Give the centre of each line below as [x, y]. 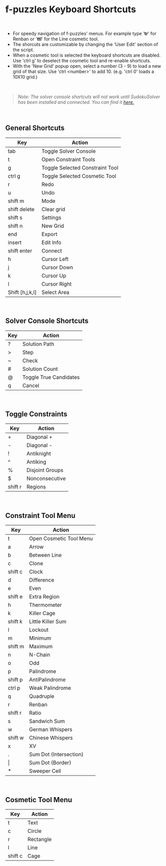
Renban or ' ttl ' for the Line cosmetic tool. [56, 39]
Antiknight [38, 454]
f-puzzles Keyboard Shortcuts [71, 9]
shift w [16, 738]
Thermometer [45, 605]
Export [49, 234]
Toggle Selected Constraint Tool [80, 168]
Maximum [41, 646]
